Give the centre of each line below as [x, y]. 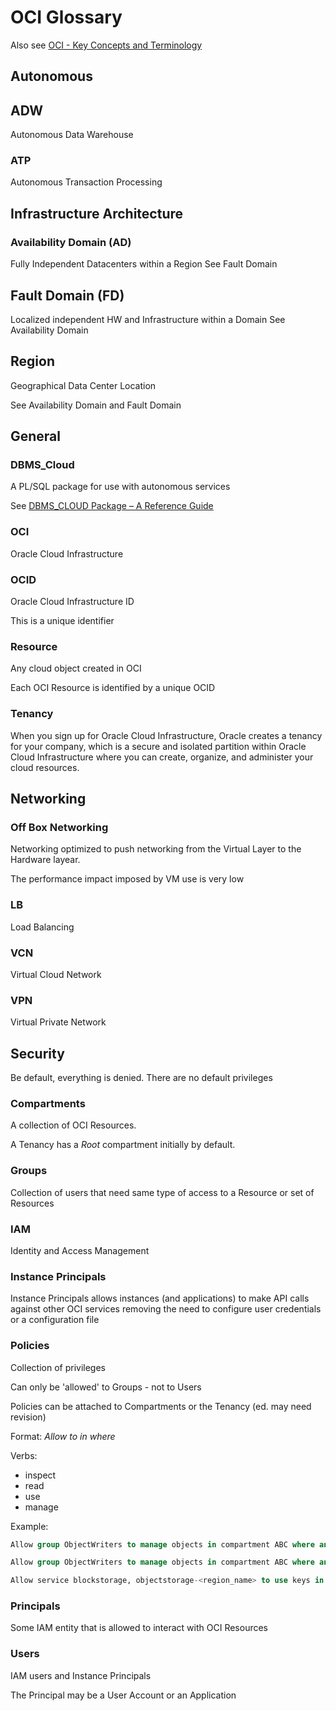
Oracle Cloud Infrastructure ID [72, 602]
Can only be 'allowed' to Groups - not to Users [106, 1387]
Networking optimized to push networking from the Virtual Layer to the [156, 849]
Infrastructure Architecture [97, 213]
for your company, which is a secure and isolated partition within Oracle [158, 746]
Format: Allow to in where [63, 1436]
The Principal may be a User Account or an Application [123, 1695]
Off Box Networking [59, 827]
